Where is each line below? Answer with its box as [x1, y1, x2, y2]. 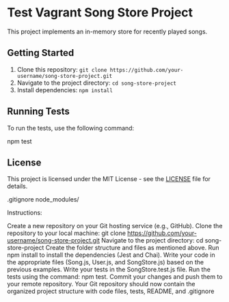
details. [7, 182, 28, 191]
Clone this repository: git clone [16, 65, 107, 73]
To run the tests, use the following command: [7, 124, 135, 132]
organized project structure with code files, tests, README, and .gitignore [7, 287, 215, 295]
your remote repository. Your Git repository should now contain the [7, 280, 196, 288]
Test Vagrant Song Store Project [7, 5, 193, 20]
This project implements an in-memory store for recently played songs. [7, 27, 208, 36]
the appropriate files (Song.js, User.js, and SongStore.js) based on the [7, 258, 204, 266]
